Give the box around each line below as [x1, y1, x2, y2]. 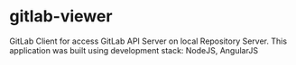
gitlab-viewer [9, 6, 113, 27]
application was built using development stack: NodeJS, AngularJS [9, 45, 259, 55]
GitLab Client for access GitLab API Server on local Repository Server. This [9, 36, 287, 46]
